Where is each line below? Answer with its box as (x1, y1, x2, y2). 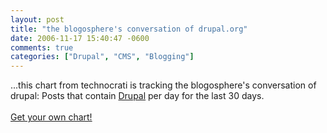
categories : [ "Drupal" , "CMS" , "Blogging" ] (10, 52, 195, 62)
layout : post (10, 14, 65, 25)
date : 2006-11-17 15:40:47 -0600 (10, 33, 150, 43)
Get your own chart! (10, 111, 93, 123)
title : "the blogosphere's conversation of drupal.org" (10, 24, 248, 34)
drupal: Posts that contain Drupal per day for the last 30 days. (10, 90, 265, 102)
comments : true (10, 42, 74, 53)
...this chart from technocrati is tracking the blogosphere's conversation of (10, 79, 317, 91)
